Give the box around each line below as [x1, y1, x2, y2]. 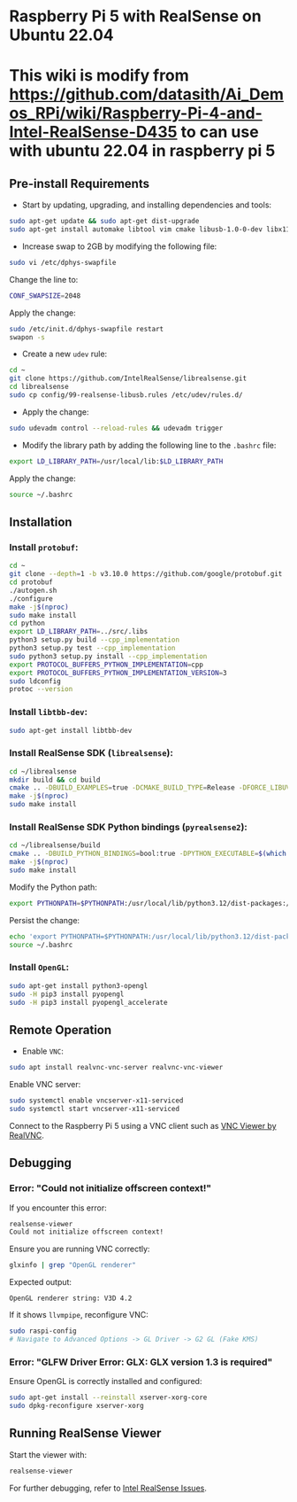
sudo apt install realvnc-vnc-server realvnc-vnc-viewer [9, 1063, 224, 1072]
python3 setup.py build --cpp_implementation [9, 635, 179, 644]
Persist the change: [9, 914, 80, 925]
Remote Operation [9, 1022, 112, 1038]
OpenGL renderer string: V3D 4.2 [9, 1294, 133, 1304]
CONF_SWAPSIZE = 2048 [9, 291, 81, 300]
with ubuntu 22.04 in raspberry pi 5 [9, 141, 276, 161]
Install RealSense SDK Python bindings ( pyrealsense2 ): [9, 821, 247, 834]
